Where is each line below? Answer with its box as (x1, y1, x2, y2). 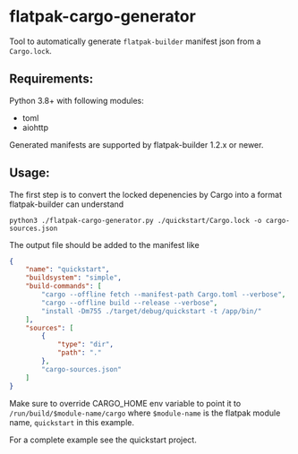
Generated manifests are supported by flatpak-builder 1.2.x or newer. (9, 139, 264, 150)
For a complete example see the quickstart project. (9, 434, 197, 445)
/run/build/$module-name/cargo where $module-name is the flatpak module (9, 407, 281, 418)
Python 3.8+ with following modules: (9, 95, 145, 106)
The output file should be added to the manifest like (9, 239, 200, 250)
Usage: (9, 166, 51, 181)
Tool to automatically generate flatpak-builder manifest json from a (9, 36, 261, 47)
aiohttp (21, 122, 49, 133)
